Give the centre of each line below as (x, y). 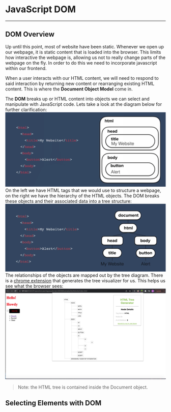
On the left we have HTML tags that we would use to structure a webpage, (83, 190)
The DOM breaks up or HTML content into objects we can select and (78, 99)
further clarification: (26, 109)
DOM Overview (30, 34)
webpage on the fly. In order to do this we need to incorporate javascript (81, 63)
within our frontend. (26, 68)
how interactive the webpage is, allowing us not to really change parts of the (85, 57)
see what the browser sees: (34, 286)
